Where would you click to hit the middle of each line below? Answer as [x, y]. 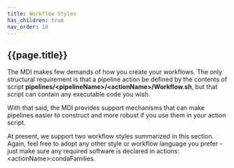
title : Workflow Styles [42, 14]
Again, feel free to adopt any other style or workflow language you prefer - [115, 143]
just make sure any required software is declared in [81, 151]
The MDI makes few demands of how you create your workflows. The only [115, 72]
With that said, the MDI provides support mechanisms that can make [106, 108]
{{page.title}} [37, 55]
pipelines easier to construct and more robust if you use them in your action [117, 115]
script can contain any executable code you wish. [79, 94]
